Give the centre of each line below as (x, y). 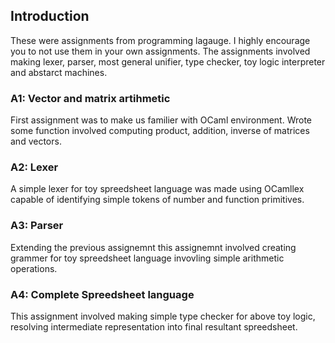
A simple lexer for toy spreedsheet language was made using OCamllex (157, 189)
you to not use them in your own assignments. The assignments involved (160, 51)
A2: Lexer (34, 167)
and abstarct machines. (59, 72)
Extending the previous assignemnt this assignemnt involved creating (153, 247)
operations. (34, 268)
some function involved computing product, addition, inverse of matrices (160, 131)
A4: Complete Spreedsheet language (102, 294)
